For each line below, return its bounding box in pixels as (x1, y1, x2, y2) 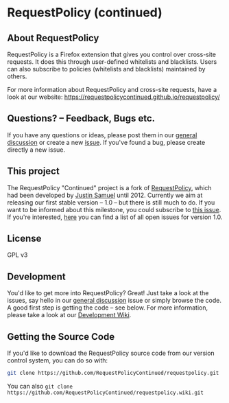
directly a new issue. (7, 146, 66, 154)
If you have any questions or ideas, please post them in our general (7, 130, 197, 139)
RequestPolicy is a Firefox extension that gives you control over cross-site (7, 50, 216, 58)
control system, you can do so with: (7, 356, 108, 365)
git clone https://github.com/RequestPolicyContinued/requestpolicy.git (7, 369, 219, 377)
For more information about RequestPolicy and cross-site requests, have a (7, 86, 217, 93)
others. (7, 72, 27, 80)
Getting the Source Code (7, 331, 115, 343)
